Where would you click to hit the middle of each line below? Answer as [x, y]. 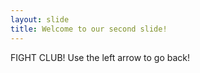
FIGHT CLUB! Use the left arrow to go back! [100, 57]
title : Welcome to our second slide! [89, 29]
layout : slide [40, 19]
